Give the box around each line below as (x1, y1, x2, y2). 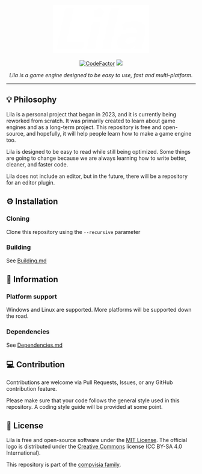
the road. (6, 312, 29, 320)
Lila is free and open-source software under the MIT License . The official (6, 437, 188, 444)
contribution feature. (6, 385, 57, 392)
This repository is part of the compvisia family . (6, 461, 121, 469)
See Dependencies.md (6, 341, 63, 349)
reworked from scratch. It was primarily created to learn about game (6, 117, 176, 124)
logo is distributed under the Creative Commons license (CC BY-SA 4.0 (6, 443, 182, 450)
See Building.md (6, 257, 47, 264)
